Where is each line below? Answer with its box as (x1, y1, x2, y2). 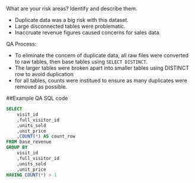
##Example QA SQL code (6, 94, 68, 102)
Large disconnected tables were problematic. (14, 23, 126, 30)
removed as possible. (14, 83, 68, 90)
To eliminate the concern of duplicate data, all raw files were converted (14, 52, 188, 58)
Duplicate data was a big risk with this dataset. (14, 17, 129, 23)
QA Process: (6, 41, 37, 47)
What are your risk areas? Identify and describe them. (6, 5, 138, 12)
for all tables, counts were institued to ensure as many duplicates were (14, 77, 188, 84)
